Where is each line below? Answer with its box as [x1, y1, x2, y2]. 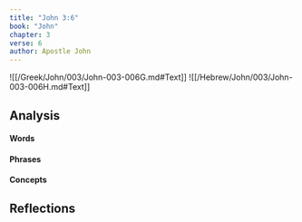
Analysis [9, 108, 61, 123]
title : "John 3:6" [9, 13, 79, 23]
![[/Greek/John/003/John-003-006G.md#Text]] [9, 72, 188, 82]
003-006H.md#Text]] [9, 82, 91, 92]
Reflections [9, 200, 76, 216]
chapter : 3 [9, 30, 51, 39]
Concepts [9, 174, 47, 186]
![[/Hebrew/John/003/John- [189, 72, 293, 82]
